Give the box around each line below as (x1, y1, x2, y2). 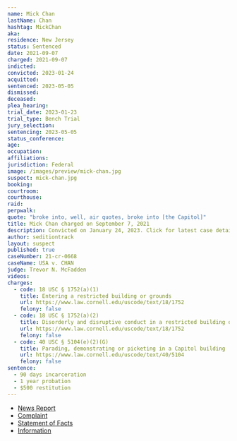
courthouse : (7, 194, 42, 201)
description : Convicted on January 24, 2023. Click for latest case (7, 226, 213, 234)
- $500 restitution (13, 384, 71, 392)
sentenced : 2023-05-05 (7, 83, 74, 90)
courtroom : (7, 188, 39, 195)
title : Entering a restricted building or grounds (20, 292, 172, 300)
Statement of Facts (17, 418, 73, 427)
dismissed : (7, 89, 39, 96)
